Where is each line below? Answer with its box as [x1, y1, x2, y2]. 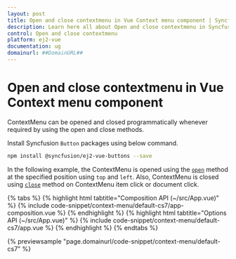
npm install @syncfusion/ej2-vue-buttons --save [7, 152, 152, 159]
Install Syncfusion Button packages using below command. [7, 138, 178, 147]
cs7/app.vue [7, 223, 44, 232]
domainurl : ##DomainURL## [7, 50, 83, 57]
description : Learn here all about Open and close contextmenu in [7, 23, 206, 30]
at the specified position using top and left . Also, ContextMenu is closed [7, 173, 219, 181]
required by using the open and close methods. [7, 125, 144, 133]
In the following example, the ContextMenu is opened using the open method [7, 165, 228, 173]
